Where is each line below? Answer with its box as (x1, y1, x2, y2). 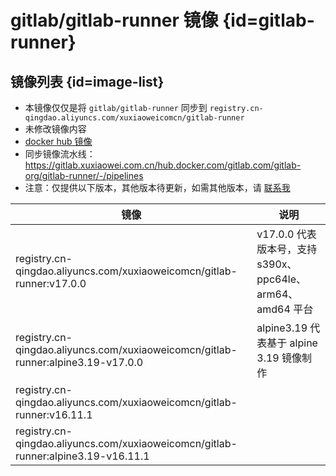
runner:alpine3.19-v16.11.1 (15, 449, 150, 463)
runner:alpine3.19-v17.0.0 (15, 356, 144, 369)
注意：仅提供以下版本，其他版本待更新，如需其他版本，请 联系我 (24, 182, 291, 193)
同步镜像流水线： (24, 148, 96, 160)
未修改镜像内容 (24, 123, 87, 135)
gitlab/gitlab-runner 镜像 (10, 9, 219, 32)
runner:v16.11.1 (15, 408, 93, 421)
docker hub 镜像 (24, 136, 93, 147)
